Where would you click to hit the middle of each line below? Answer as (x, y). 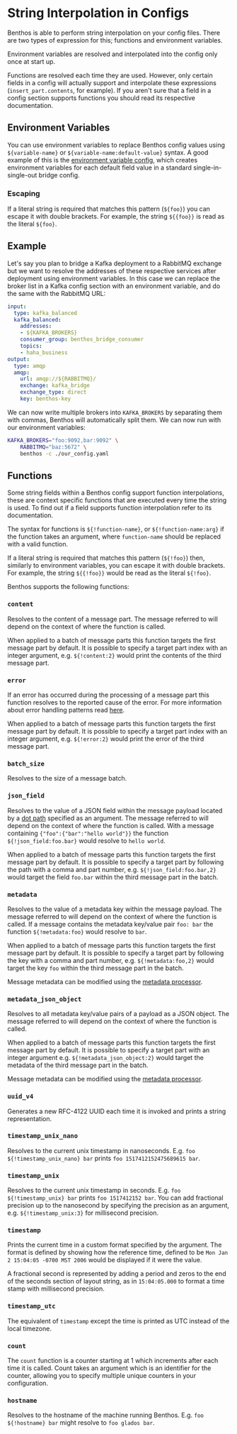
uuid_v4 (21, 1097)
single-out (22, 175)
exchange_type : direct (53, 392)
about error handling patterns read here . (66, 710)
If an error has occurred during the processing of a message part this (109, 695)
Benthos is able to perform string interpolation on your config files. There (114, 33)
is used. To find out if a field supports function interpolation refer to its (110, 508)
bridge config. (59, 175)
